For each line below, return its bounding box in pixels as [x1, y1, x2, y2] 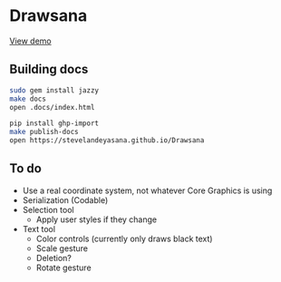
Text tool [22, 223, 56, 234]
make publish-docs [9, 128, 79, 137]
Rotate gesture [35, 262, 92, 273]
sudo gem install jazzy [9, 85, 100, 95]
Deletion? [35, 252, 73, 263]
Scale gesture [35, 242, 89, 254]
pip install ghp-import [9, 119, 100, 128]
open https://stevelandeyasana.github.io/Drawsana [9, 136, 205, 145]
